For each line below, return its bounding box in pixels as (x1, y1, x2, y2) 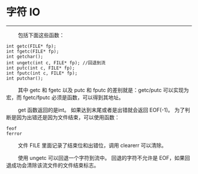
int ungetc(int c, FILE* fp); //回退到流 (6, 60, 106, 65)
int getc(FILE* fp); (6, 43, 57, 49)
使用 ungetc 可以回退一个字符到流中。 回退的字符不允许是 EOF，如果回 (17, 154, 190, 161)
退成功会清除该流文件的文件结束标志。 (6, 162, 99, 169)
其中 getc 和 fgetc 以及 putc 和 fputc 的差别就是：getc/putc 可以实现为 (17, 86, 189, 93)
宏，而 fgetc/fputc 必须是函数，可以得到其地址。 (6, 94, 124, 101)
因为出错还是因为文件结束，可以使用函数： (16, 113, 120, 121)
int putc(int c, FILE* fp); (6, 65, 75, 71)
